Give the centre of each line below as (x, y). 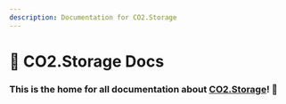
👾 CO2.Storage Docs (87, 61)
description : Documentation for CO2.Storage (93, 17)
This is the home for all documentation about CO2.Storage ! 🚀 (143, 89)
